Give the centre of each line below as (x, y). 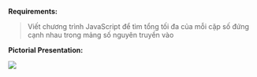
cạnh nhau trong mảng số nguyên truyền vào (101, 35)
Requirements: (33, 11)
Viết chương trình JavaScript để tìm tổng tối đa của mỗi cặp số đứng (138, 26)
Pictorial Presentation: (46, 50)
